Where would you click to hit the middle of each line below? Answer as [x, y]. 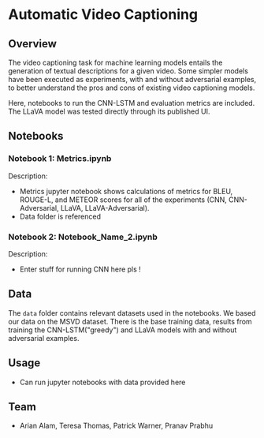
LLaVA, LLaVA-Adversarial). [105, 208]
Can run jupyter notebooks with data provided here [102, 382]
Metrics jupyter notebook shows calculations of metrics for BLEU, [126, 191]
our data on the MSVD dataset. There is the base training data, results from [130, 321]
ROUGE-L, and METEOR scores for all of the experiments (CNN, [123, 200]
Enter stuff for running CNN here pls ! [80, 269]
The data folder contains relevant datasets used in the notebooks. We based [132, 313]
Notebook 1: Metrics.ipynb [60, 159]
